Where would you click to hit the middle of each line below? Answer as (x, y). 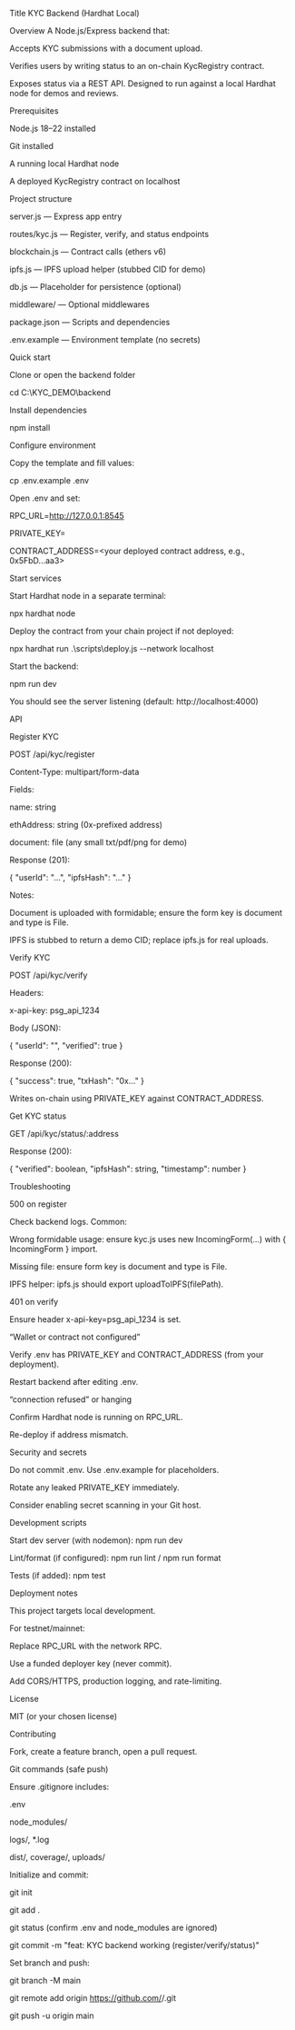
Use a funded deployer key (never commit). (91, 1663)
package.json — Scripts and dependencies (90, 322)
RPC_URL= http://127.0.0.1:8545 (67, 516)
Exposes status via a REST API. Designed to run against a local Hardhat (143, 84)
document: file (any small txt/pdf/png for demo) (98, 842)
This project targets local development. (83, 1611)
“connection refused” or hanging (71, 1399)
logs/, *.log (29, 1840)
